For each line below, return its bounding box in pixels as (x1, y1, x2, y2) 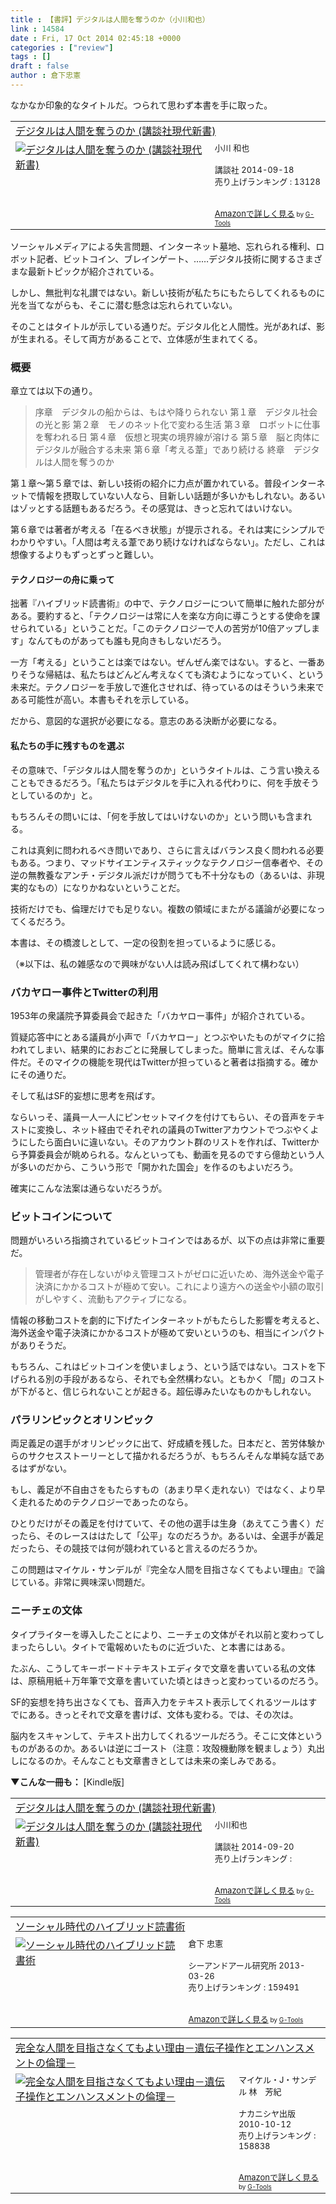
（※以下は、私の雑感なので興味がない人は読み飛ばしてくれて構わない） (10, 957, 305, 970)
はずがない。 (18, 1462, 72, 1475)
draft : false (10, 61, 70, 71)
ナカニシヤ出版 (238, 2107, 296, 2119)
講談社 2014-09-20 (214, 1841, 295, 1852)
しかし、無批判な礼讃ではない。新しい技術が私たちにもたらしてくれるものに (10, 286, 326, 298)
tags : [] (10, 52, 52, 62)
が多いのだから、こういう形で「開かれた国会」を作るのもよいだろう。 (10, 1161, 299, 1173)
